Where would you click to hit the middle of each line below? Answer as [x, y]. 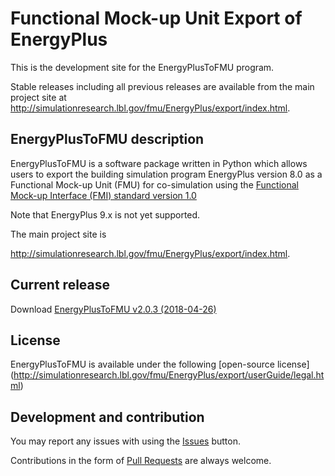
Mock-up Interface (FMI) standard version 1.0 [103, 195]
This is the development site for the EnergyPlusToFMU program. [142, 67]
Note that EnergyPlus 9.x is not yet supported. [105, 214]
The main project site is [58, 234]
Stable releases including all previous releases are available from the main [162, 86]
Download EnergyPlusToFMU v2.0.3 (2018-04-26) [113, 309]
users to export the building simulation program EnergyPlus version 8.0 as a [166, 174]
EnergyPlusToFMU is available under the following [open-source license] [160, 364]
